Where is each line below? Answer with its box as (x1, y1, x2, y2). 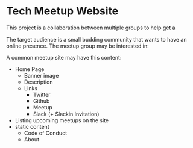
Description (24, 78, 53, 85)
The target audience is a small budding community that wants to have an (6, 35, 187, 43)
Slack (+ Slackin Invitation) (33, 110, 100, 117)
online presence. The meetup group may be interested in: (6, 42, 149, 49)
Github (33, 97, 50, 105)
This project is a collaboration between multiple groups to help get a (6, 24, 176, 31)
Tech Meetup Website (6, 4, 119, 18)
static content (14, 123, 49, 130)
